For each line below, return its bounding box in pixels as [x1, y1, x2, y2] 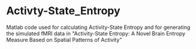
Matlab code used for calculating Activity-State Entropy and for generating [6, 24, 191, 31]
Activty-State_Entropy [6, 4, 121, 18]
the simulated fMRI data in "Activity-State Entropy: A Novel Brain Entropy [6, 30, 186, 37]
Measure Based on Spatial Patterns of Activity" [6, 36, 122, 43]
